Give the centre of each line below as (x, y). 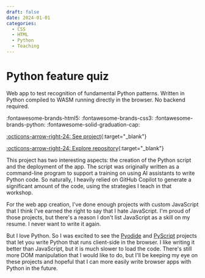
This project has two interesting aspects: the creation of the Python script (99, 160)
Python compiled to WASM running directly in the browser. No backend (96, 100)
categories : (21, 23)
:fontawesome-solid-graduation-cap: (93, 124)
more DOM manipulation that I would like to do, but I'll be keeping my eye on (102, 255)
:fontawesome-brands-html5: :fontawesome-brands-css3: (80, 118)
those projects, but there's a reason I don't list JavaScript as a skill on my (98, 217)
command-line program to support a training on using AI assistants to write (101, 173)
